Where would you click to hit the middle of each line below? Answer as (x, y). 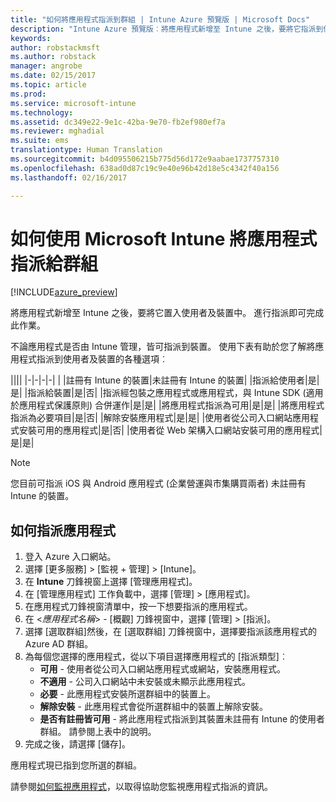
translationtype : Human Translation (86, 150)
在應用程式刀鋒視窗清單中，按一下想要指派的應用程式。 (138, 607)
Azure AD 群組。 (59, 644)
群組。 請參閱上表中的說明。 (98, 732)
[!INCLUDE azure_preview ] (64, 292)
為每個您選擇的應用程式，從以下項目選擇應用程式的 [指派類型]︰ (156, 657)
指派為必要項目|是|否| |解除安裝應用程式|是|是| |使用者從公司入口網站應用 (160, 418)
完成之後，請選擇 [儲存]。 (77, 744)
